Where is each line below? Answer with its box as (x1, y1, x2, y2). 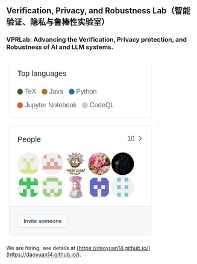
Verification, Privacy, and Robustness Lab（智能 (6, 5, 191, 16)
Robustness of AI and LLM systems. (6, 43, 114, 51)
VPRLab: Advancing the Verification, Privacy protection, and (6, 36, 187, 44)
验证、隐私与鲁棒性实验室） (6, 17, 110, 27)
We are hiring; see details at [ (6, 244, 80, 251)
